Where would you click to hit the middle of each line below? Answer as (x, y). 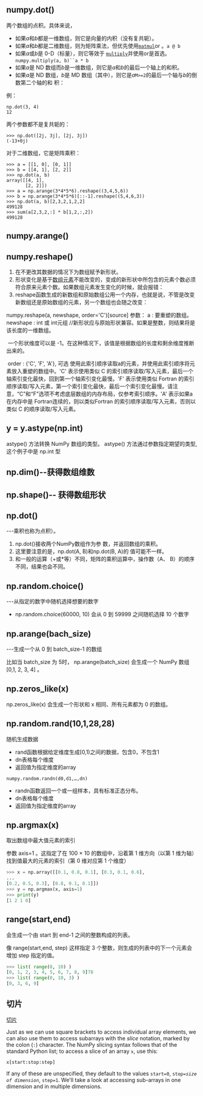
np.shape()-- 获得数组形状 (56, 495)
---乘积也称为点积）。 (33, 531)
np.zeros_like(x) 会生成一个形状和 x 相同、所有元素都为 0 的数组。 (89, 704)
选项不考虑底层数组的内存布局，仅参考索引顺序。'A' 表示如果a (115, 394)
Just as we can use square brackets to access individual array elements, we (101, 1032)
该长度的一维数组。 (30, 330)
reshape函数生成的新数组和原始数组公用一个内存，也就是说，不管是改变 (105, 295)
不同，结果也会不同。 (42, 566)
